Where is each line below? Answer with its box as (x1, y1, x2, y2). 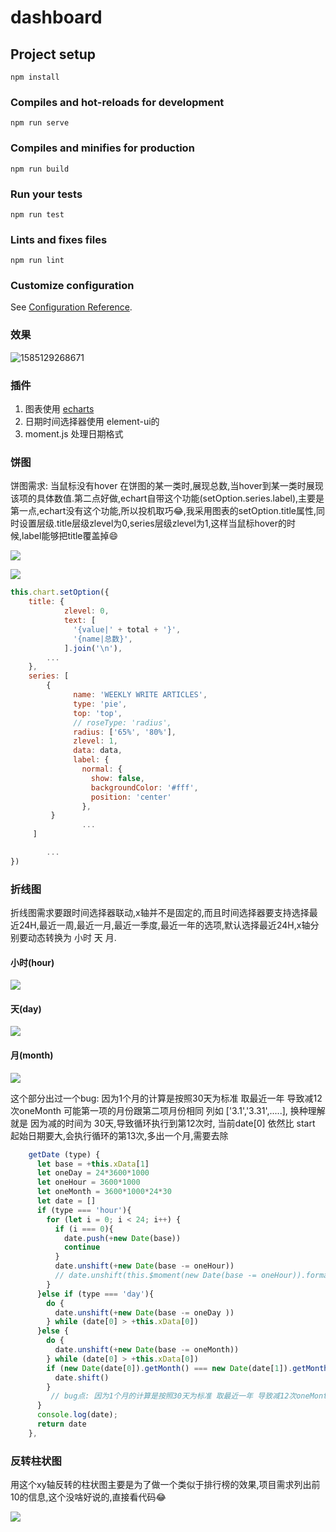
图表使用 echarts (24, 403, 95, 415)
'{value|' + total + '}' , (73, 624, 182, 635)
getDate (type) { (28, 1149, 101, 1160)
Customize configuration (10, 279, 135, 293)
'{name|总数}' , (73, 634, 133, 644)
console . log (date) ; (36, 1410, 118, 1420)
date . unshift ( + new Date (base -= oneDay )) (54, 1307, 235, 1318)
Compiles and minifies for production (10, 141, 195, 155)
